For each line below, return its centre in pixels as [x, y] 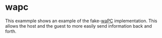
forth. [11, 31]
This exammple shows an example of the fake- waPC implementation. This [81, 21]
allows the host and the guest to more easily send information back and [79, 26]
